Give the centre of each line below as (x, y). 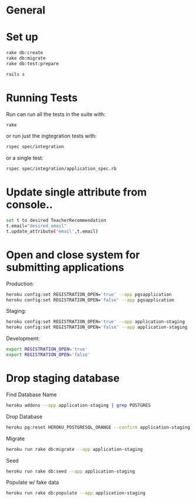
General (26, 10)
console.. (29, 205)
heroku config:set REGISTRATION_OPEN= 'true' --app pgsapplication (89, 294)
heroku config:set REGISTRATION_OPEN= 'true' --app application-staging (95, 322)
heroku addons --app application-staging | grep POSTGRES (78, 405)
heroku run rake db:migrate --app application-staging (75, 449)
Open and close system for (73, 255)
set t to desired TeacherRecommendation (56, 221)
